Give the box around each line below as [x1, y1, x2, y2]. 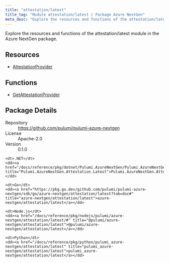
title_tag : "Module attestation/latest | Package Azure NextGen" [5, 12, 145, 17]
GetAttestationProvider [12, 92, 60, 98]
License [5, 130, 22, 136]
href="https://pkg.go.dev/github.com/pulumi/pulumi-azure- [21, 187, 147, 192]
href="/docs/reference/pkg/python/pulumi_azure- [21, 239, 125, 244]
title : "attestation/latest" [5, 7, 66, 13]
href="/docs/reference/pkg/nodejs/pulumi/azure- [21, 213, 125, 218]
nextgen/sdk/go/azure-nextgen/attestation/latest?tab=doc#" [5, 191, 134, 196]
